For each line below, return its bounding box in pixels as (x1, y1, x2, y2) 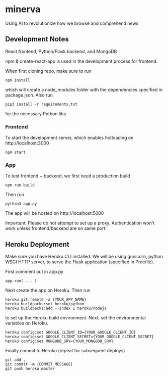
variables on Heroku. (5, 320, 49, 326)
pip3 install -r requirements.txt (5, 102, 78, 107)
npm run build (5, 183, 35, 188)
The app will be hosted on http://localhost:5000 (5, 210, 104, 216)
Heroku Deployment (5, 240, 69, 249)
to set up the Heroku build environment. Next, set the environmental (5, 315, 146, 321)
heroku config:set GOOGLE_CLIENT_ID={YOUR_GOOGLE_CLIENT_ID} (5, 330, 136, 335)
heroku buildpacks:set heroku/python (5, 302, 85, 307)
